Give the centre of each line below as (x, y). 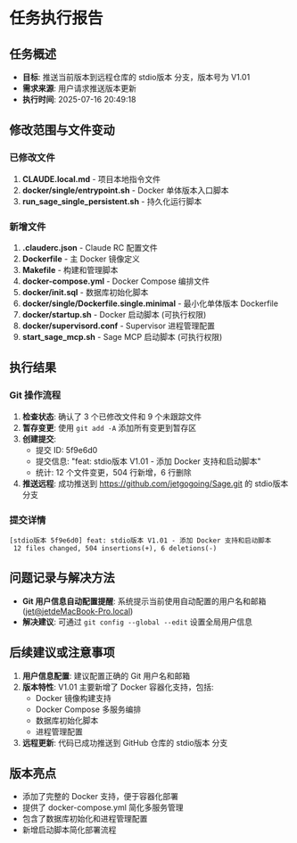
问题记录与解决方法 (62, 578)
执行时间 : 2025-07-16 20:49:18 (79, 99)
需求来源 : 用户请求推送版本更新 (79, 88)
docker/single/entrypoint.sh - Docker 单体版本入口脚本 (125, 190)
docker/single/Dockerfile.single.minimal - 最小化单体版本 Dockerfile (150, 303)
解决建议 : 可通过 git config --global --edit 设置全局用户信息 (137, 622)
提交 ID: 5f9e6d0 (66, 450)
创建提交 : (39, 439)
